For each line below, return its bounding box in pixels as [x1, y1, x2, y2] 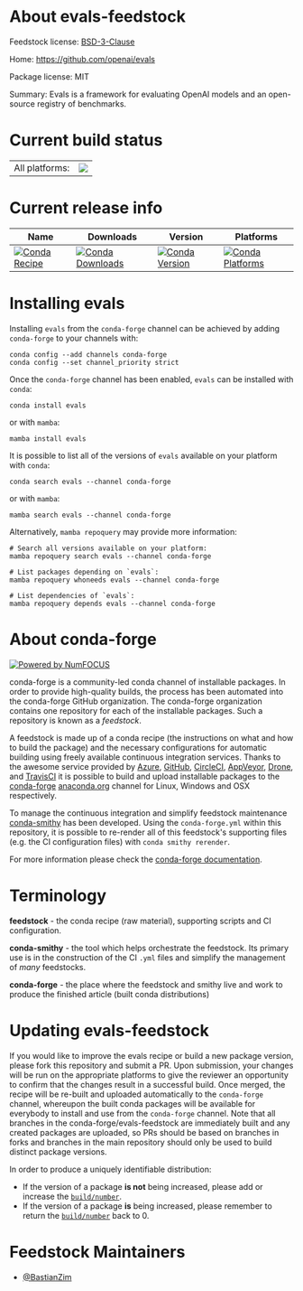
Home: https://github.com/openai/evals [9, 53, 156, 64]
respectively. [9, 790, 57, 800]
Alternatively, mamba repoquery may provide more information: [9, 526, 237, 537]
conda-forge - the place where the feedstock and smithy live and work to [9, 978, 283, 990]
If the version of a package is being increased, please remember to [22, 1200, 272, 1211]
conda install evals [9, 400, 87, 410]
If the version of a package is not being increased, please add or [22, 1181, 263, 1192]
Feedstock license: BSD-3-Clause [9, 36, 135, 47]
